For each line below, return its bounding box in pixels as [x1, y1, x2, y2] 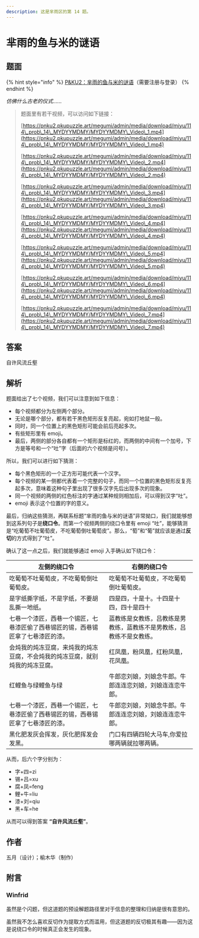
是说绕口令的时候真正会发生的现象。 [6, 925, 95, 933]
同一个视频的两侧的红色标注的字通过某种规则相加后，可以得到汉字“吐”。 [14, 492, 191, 500]
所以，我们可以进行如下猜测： [6, 457, 79, 465]
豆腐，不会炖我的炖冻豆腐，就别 [9, 652, 99, 661]
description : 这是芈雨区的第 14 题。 [6, 8, 91, 15]
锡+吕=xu [14, 776, 38, 783]
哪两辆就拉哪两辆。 [108, 739, 163, 747]
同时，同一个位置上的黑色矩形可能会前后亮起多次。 [14, 422, 140, 429]
